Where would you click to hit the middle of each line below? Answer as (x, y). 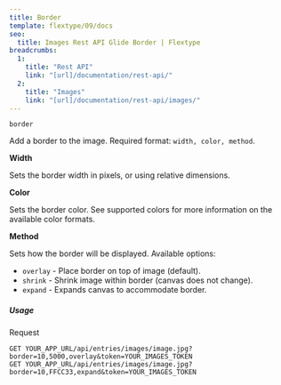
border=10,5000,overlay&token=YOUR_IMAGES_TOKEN (101, 357)
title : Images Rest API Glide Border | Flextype (109, 42)
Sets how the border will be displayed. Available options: (112, 253)
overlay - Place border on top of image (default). (112, 271)
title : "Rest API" (59, 68)
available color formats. (52, 220)
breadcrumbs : (33, 51)
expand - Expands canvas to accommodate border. (114, 290)
